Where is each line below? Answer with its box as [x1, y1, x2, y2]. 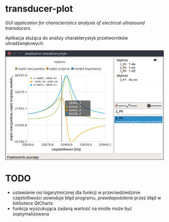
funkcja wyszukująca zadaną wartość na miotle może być [12, 205, 132, 212]
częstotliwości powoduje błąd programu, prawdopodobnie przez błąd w [12, 195, 161, 201]
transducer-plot [5, 3, 73, 15]
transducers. [5, 25, 32, 31]
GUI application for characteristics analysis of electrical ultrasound [5, 20, 145, 26]
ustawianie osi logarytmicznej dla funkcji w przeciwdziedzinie [12, 190, 141, 196]
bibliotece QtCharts [12, 200, 53, 206]
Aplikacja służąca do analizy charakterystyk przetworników [5, 35, 128, 41]
